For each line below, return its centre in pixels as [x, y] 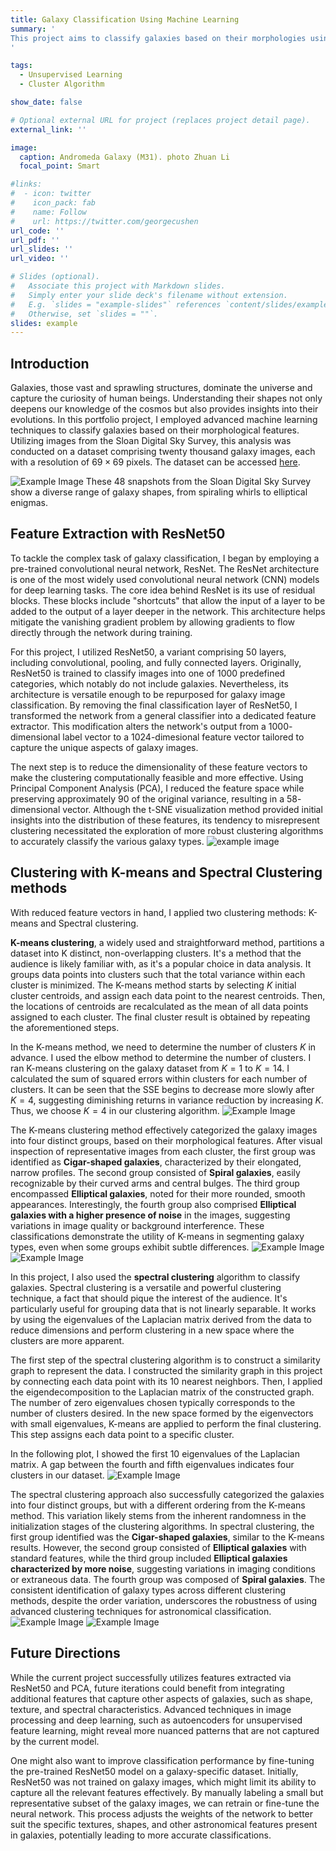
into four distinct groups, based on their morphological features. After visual [166, 1140]
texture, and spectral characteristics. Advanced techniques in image [151, 1709]
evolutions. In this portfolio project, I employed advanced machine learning [164, 420]
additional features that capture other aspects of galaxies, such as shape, [161, 1698]
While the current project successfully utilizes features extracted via [151, 1677]
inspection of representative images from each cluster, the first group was [163, 1151]
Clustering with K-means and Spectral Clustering [166, 872]
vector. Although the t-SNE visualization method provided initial [192, 809]
